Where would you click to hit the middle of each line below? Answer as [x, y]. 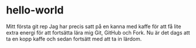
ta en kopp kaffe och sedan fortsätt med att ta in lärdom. [74, 39]
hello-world [35, 10]
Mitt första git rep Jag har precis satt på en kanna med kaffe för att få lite [94, 26]
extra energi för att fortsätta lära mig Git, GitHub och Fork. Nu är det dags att [98, 32]
